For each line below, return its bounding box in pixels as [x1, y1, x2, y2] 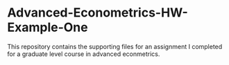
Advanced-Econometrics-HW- [7, 5, 189, 21]
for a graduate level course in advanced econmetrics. [7, 50, 160, 58]
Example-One [7, 19, 88, 35]
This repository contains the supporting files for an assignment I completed [7, 42, 223, 50]
